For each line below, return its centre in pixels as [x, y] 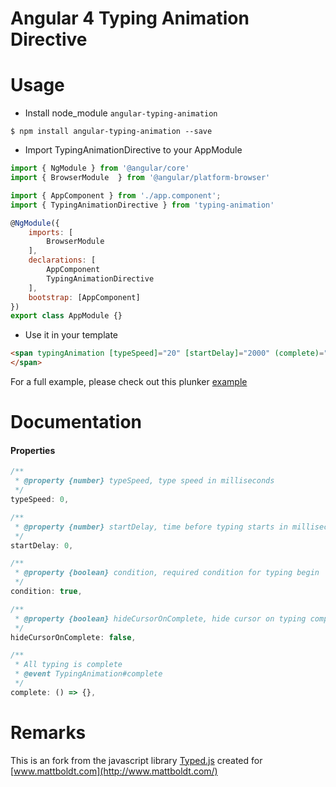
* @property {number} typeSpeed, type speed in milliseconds [144, 481]
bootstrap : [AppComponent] [84, 297]
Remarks [48, 732]
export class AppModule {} [66, 316]
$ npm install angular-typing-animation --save [111, 132]
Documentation [76, 422]
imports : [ [51, 232]
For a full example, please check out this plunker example [129, 381]
